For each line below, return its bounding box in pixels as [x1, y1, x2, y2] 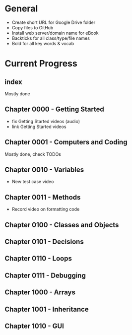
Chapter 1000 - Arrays [4, 288, 75, 297]
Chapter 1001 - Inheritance [4, 305, 89, 313]
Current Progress [4, 58, 77, 69]
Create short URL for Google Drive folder [11, 19, 95, 25]
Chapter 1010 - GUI [4, 322, 64, 330]
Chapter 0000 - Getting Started [4, 105, 105, 114]
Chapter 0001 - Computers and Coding [4, 138, 128, 146]
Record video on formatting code [11, 206, 80, 212]
